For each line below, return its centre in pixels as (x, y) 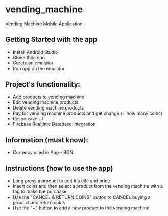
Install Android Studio (35, 52)
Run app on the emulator (39, 68)
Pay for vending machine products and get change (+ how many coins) (87, 113)
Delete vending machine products (48, 107)
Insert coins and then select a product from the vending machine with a (88, 186)
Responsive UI (28, 118)
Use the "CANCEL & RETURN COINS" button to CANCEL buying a (81, 197)
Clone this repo (29, 57)
